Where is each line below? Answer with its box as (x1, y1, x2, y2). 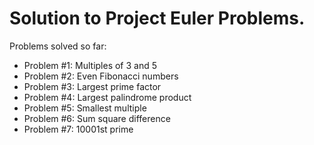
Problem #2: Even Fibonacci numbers (23, 70, 179, 82)
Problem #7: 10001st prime (23, 123, 134, 135)
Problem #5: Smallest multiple (23, 102, 147, 114)
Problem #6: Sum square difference (23, 112, 171, 124)
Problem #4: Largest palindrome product (23, 91, 192, 103)
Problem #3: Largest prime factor (23, 80, 162, 92)
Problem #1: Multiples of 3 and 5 (23, 59, 158, 71)
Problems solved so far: (9, 40, 107, 52)
